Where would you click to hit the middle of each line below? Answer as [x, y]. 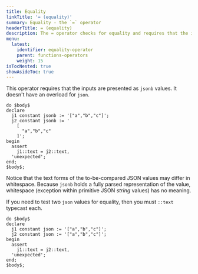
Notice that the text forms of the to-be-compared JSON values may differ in [98, 178]
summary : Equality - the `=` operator [54, 22]
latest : [21, 45]
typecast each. [24, 208]
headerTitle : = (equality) [39, 28]
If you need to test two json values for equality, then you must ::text [90, 202]
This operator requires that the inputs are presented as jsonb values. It [91, 88]
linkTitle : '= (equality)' [39, 17]
